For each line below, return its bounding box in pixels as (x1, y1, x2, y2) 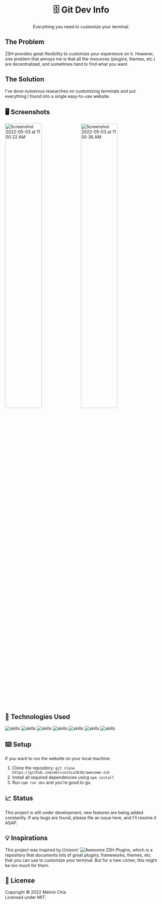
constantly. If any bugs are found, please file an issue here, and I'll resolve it (5, 815, 157, 820)
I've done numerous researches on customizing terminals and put (5, 88, 136, 94)
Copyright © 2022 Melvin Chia (5, 889, 66, 895)
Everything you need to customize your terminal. (33, 23, 130, 30)
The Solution (5, 75, 44, 84)
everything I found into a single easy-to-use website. (5, 93, 110, 99)
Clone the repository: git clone (12, 765, 75, 771)
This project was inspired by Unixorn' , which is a (5, 847, 153, 852)
